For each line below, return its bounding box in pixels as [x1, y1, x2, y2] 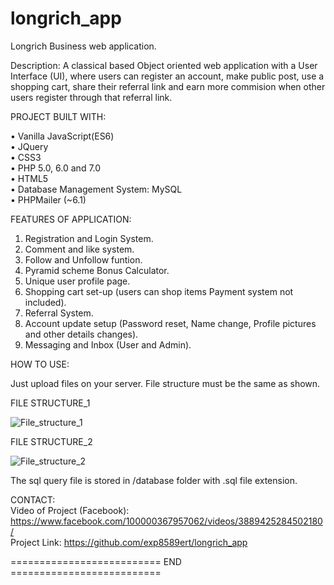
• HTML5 [10, 172, 49, 184]
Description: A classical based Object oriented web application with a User [10, 59, 318, 71]
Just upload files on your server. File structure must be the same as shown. [10, 377, 321, 389]
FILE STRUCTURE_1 [10, 397, 91, 409]
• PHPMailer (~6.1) [10, 193, 87, 206]
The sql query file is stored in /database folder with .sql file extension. [10, 474, 298, 486]
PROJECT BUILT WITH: [10, 110, 107, 122]
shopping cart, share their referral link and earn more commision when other [10, 80, 326, 92]
